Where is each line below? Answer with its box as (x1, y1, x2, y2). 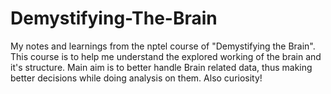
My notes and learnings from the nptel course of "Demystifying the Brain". (10, 40, 316, 52)
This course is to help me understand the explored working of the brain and (10, 50, 322, 62)
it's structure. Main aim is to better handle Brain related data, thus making (10, 61, 313, 73)
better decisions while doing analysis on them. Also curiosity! (10, 72, 263, 84)
